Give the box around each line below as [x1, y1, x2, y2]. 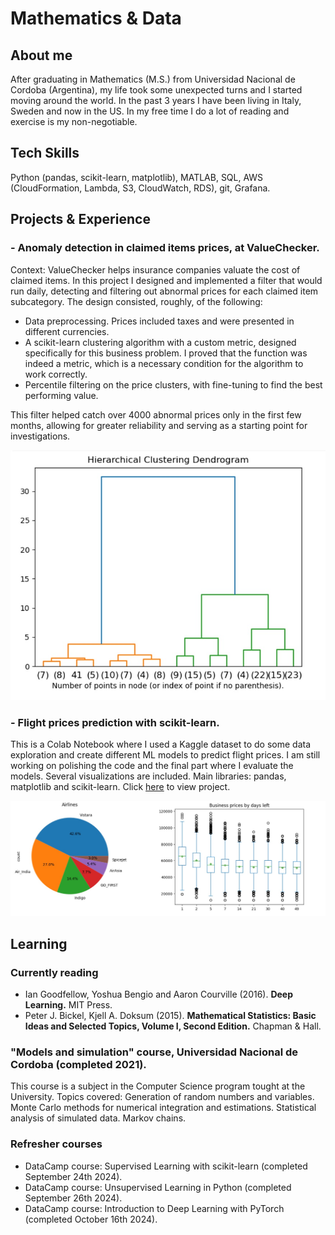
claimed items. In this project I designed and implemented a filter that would [10, 274, 323, 286]
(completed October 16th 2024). [24, 1213, 158, 1225]
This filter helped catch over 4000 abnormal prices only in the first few [10, 408, 302, 421]
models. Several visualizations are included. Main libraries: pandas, [10, 770, 287, 782]
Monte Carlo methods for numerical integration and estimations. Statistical [10, 1102, 317, 1114]
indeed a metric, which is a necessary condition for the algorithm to [24, 357, 304, 369]
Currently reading [10, 965, 99, 979]
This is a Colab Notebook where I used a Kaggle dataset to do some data [10, 738, 312, 750]
